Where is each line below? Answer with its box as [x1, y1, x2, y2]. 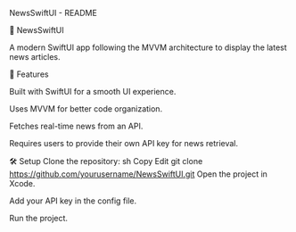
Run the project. [9, 213, 69, 223]
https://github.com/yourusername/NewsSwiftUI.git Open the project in [9, 169, 267, 179]
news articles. [9, 52, 61, 62]
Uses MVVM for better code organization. [9, 104, 163, 114]
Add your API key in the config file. [9, 195, 137, 206]
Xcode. [9, 178, 36, 188]
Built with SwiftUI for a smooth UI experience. [9, 87, 177, 96]
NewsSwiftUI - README [9, 8, 98, 18]
